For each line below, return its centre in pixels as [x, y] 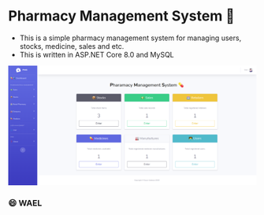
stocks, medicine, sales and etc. [72, 46]
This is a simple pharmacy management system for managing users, [130, 38]
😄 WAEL [25, 202]
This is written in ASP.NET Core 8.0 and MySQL [97, 54]
